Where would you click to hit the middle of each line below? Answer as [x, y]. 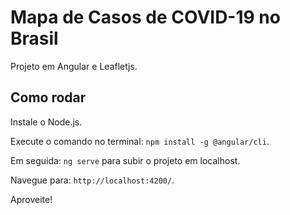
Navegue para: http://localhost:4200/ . [92, 180]
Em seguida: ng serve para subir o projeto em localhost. [125, 160]
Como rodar [48, 97]
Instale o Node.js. [46, 122]
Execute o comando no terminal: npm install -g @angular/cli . [140, 141]
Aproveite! [31, 199]
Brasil [34, 38]
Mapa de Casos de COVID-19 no [145, 17]
